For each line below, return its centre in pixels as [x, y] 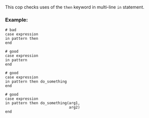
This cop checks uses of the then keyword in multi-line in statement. [75, 7]
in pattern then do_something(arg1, [43, 103]
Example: [16, 20]
